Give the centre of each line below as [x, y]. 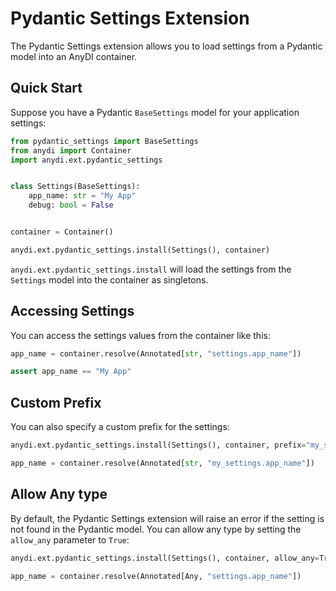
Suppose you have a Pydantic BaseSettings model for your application [155, 112]
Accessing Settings [72, 311]
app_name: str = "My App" [82, 196]
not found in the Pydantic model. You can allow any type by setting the [156, 529]
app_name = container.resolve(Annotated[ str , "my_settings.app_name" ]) [162, 463]
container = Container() [62, 232]
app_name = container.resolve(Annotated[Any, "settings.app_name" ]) [156, 576]
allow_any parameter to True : [70, 539]
